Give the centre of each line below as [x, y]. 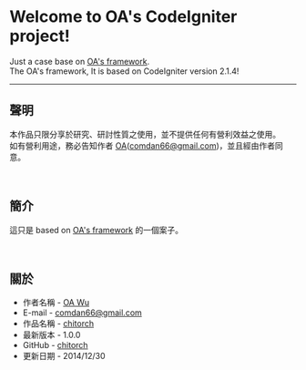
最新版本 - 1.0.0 [51, 335]
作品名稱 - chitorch [58, 324]
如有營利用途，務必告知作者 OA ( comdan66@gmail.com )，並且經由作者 [143, 145]
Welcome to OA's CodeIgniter [123, 17]
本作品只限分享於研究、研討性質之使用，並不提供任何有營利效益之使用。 [145, 134]
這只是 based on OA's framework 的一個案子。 [97, 230]
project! [40, 36]
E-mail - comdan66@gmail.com [82, 313]
